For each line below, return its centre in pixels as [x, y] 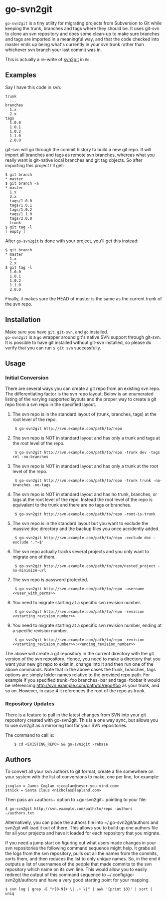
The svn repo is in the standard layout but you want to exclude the [80, 524]
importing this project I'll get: [35, 165]
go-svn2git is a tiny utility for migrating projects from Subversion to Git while [83, 23]
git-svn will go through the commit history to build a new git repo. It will [78, 149]
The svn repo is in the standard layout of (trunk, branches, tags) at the [84, 414]
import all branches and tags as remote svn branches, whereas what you [80, 155]
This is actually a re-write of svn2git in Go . [48, 59]
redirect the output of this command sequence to [56, 875]
